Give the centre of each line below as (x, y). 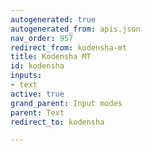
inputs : (26, 76)
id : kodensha (37, 66)
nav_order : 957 (42, 38)
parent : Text (37, 112)
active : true (37, 94)
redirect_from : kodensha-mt (69, 47)
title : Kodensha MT (51, 57)
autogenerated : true (53, 19)
